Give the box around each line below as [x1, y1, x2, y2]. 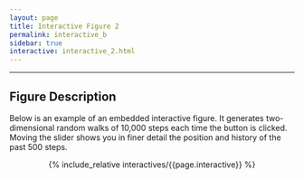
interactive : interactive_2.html [9, 47, 136, 56]
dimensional [9, 122, 55, 133]
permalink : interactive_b [9, 30, 107, 39]
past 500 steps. [9, 141, 68, 152]
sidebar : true [9, 38, 63, 48]
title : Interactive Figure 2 [9, 22, 119, 31]
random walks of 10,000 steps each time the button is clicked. [56, 122, 288, 133]
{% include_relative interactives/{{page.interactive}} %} [48, 159, 256, 170]
